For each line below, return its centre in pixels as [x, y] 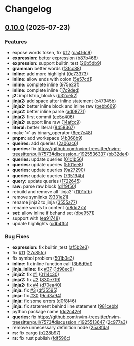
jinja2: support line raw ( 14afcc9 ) [47, 122]
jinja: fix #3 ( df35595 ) [35, 290]
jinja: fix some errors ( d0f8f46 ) [44, 301]
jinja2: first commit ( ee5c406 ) [43, 117]
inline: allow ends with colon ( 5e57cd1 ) [53, 79]
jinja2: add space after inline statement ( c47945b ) [64, 101]
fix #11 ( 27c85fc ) [29, 253]
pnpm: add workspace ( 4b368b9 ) [48, 138]
